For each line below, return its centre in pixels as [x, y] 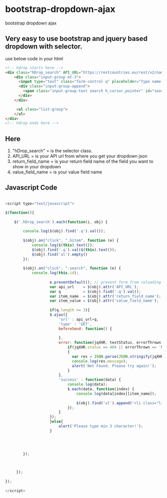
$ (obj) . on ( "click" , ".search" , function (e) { [72, 268]
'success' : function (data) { [90, 380]
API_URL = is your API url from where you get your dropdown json [80, 156]
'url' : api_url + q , [79, 319]
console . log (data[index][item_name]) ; [116, 394]
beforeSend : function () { [85, 329]
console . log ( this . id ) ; [55, 273]
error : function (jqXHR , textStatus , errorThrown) [111, 343]
